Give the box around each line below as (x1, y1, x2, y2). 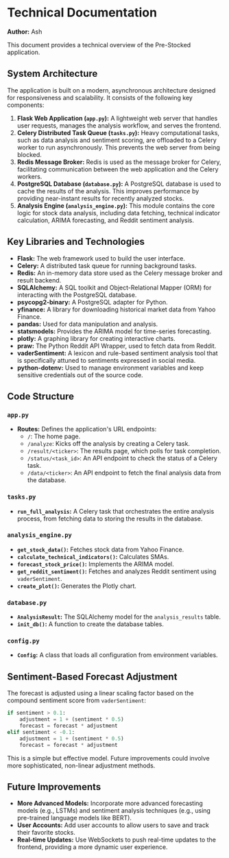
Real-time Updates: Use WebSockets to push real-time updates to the (16, 835, 216, 844)
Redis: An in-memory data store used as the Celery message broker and (16, 269, 223, 277)
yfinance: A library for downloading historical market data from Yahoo (16, 305, 216, 313)
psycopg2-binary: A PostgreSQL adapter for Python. (16, 298, 168, 306)
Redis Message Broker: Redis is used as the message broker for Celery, (16, 158, 221, 166)
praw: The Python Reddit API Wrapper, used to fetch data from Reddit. (16, 342, 217, 350)
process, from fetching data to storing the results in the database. (16, 514, 203, 523)
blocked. (16, 150, 43, 158)
